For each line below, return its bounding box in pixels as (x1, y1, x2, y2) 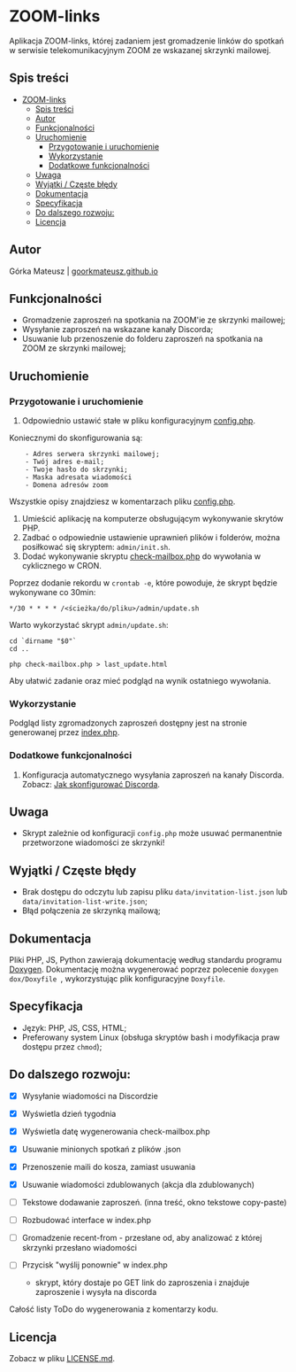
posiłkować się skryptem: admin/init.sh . (21, 542, 171, 553)
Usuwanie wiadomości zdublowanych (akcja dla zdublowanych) (21, 1180, 254, 1190)
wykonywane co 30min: (9, 587, 96, 598)
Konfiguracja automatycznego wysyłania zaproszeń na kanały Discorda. (21, 769, 285, 780)
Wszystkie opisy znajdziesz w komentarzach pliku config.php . (9, 496, 236, 507)
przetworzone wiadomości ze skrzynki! (21, 837, 165, 848)
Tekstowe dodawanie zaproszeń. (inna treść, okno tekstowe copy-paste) (21, 1198, 287, 1208)
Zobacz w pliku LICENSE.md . (9, 1353, 116, 1364)
